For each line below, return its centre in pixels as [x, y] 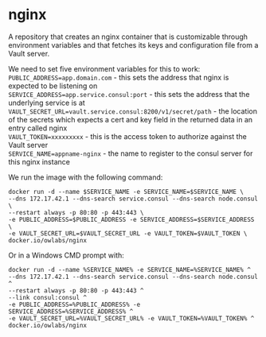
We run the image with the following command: [86, 177]
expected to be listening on [53, 86]
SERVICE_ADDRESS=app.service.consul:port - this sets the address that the [129, 94]
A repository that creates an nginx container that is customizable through [128, 37]
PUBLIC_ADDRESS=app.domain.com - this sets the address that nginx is [119, 77]
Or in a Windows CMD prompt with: [66, 255]
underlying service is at [47, 103]
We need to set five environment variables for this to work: [104, 68]
